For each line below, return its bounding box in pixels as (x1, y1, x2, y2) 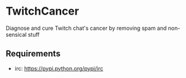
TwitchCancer (6, 4, 80, 18)
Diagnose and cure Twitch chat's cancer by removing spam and (6, 24, 167, 32)
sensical (6, 30, 27, 38)
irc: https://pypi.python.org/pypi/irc (14, 65, 103, 72)
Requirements (6, 49, 61, 59)
